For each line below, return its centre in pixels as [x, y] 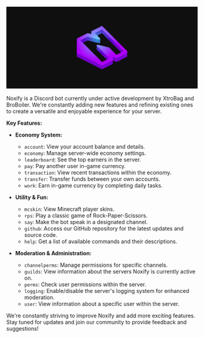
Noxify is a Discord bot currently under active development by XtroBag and [100, 98]
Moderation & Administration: [53, 253]
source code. [41, 234]
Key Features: [24, 123]
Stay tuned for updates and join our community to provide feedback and [97, 322]
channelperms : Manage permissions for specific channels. [96, 265]
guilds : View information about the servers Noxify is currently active [110, 271]
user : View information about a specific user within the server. [102, 304]
